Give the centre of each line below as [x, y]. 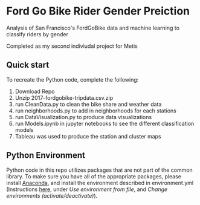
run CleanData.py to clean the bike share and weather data [88, 104]
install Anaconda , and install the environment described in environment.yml [100, 183]
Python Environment [46, 155]
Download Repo [35, 91]
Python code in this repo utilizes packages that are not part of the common [100, 170]
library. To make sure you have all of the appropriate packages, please [94, 176]
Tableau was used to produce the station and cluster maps [88, 136]
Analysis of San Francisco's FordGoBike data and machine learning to [93, 28]
